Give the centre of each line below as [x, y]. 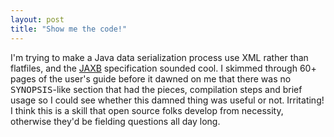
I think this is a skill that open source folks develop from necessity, [147, 110]
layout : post [37, 19]
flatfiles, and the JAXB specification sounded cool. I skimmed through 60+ [163, 68]
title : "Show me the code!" [69, 29]
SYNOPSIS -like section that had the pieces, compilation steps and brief [156, 89]
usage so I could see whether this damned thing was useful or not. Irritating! [167, 100]
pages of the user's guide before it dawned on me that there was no [151, 78]
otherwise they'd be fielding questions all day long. [115, 121]
